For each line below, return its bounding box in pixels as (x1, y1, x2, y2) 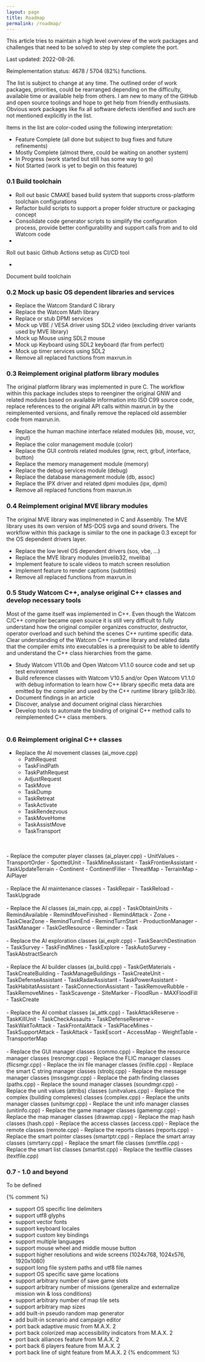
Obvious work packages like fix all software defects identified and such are (6, 106, 196, 113)
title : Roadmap (6, 15, 45, 21)
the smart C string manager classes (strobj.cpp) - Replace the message (6, 1067, 187, 1075)
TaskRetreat (24, 795, 55, 802)
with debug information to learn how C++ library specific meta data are (15, 681, 195, 688)
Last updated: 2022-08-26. (6, 56, 75, 63)
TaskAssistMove (24, 821, 66, 829)
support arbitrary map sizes (15, 1303, 86, 1310)
